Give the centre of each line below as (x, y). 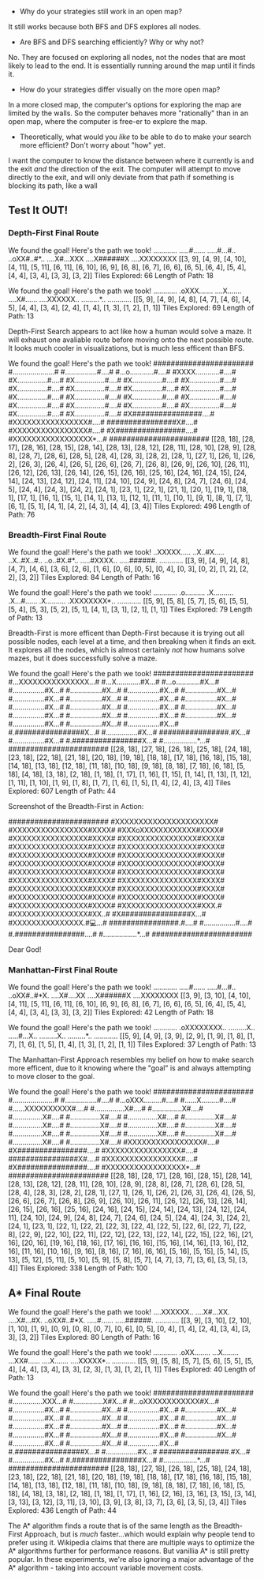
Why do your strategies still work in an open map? (101, 11)
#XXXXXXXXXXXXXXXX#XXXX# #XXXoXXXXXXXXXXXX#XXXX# (116, 829)
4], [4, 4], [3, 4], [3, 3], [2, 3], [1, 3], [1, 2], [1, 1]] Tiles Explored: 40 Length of (132, 1369)
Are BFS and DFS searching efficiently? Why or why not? (112, 42)
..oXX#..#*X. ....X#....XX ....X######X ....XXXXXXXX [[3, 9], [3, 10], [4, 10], (130, 995)
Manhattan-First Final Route (63, 969)
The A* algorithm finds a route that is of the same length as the (110, 1526)
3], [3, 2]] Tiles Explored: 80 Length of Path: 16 (84, 1337)
